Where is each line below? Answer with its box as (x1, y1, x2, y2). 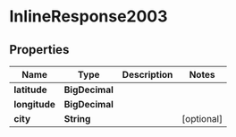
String (63, 113, 91, 124)
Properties (9, 42, 70, 57)
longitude (13, 98, 55, 110)
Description (122, 69, 173, 81)
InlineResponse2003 (9, 6, 168, 27)
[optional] (181, 113, 223, 124)
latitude (13, 83, 47, 96)
